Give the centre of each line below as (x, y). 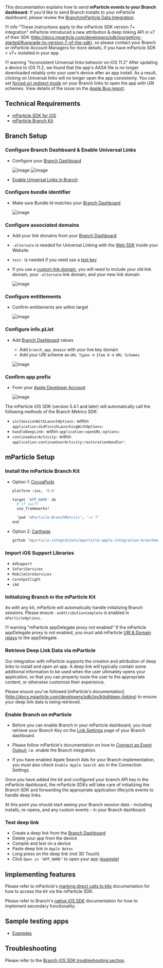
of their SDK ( (19, 37)
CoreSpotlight (26, 580)
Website (20, 250)
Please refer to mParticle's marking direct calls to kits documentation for (77, 886)
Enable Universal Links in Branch (45, 179)
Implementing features (40, 874)
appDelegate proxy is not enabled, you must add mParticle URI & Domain (78, 633)
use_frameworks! (33, 509)
